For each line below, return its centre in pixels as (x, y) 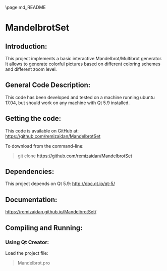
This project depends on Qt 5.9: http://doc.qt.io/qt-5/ (60, 184)
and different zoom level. (31, 69)
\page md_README (26, 7)
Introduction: (26, 46)
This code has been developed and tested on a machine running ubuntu (80, 97)
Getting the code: (33, 119)
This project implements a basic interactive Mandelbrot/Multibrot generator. (84, 58)
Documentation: (31, 199)
